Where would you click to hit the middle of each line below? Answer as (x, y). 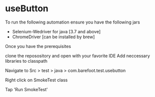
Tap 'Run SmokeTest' (27, 89)
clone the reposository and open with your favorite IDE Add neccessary (77, 56)
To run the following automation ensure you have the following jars (73, 22)
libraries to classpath (26, 61)
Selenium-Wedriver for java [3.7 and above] (56, 31)
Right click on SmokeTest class (36, 80)
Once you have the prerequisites (38, 46)
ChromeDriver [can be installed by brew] (53, 37)
